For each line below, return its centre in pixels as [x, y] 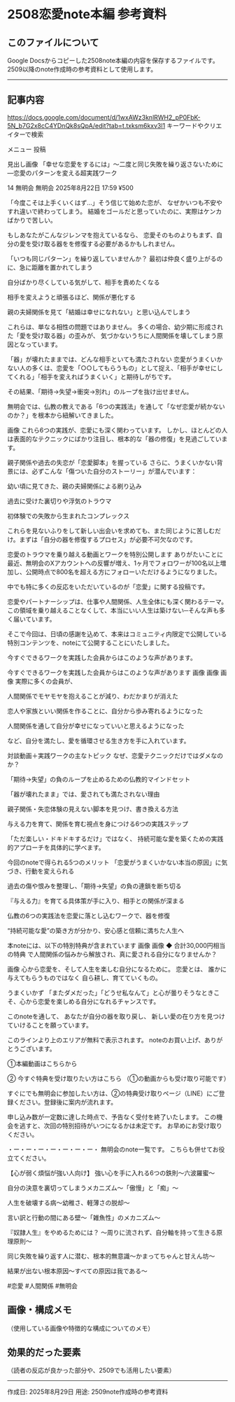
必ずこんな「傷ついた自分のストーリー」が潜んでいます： [114, 471]
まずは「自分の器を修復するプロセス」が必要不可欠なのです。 [108, 539]
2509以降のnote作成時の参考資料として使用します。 [82, 69]
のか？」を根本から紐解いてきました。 [62, 415]
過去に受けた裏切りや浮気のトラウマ [59, 500]
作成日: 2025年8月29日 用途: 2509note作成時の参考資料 [88, 1392]
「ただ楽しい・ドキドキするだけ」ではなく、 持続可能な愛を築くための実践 [115, 839]
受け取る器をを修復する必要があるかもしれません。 [105, 244]
